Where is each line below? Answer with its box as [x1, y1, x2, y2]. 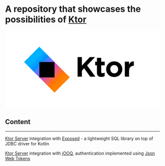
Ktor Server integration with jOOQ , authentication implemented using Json [5, 150, 155, 156]
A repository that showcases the [5, 3, 141, 15]
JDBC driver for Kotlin [5, 140, 50, 146]
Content [5, 118, 31, 126]
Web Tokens [5, 155, 30, 161]
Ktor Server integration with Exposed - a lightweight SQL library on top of [5, 135, 153, 141]
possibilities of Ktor [5, 14, 87, 25]
